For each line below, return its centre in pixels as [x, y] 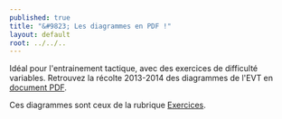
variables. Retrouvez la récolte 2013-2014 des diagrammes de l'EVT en [141, 78]
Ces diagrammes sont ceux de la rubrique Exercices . [108, 105]
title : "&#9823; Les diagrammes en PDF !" [90, 26]
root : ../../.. [38, 43]
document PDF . [38, 87]
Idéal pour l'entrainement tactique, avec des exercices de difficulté [134, 69]
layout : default [40, 34]
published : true [40, 18]
